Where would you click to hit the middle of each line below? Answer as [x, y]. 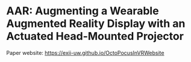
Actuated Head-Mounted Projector [95, 36]
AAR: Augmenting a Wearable [83, 11]
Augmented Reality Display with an [96, 24]
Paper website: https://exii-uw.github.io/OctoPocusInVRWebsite [85, 52]
